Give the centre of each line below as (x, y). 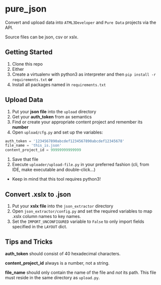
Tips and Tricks (29, 242)
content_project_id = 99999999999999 (43, 150)
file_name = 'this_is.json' (33, 146)
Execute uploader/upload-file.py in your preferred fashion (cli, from (80, 165)
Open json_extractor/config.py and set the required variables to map (82, 211)
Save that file (25, 159)
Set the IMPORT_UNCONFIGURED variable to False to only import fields (78, 221)
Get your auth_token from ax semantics (52, 117)
